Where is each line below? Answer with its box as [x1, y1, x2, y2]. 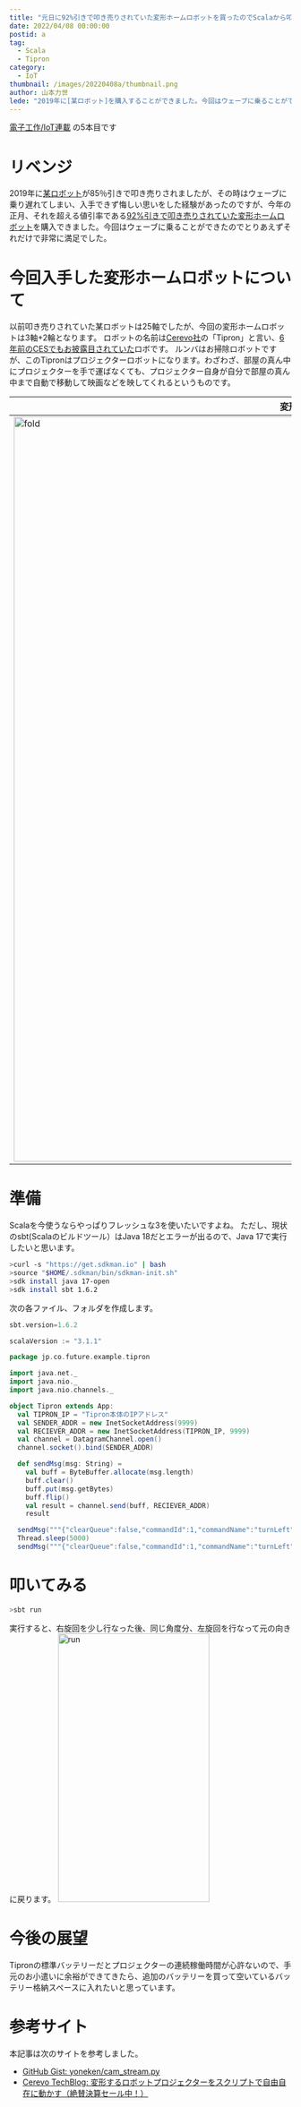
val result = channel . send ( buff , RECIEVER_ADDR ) [25, 1501, 211, 1510]
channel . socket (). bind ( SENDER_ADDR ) [17, 1443, 154, 1452]
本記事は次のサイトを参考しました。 [9, 2048, 143, 2059]
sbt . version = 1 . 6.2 [9, 1320, 78, 1330]
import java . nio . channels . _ [9, 1385, 115, 1395]
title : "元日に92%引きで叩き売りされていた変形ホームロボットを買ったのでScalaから [9, 13, 287, 22]
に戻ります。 [9, 1893, 56, 1904]
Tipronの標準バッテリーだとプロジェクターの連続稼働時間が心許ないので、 [9, 1959, 284, 1970]
